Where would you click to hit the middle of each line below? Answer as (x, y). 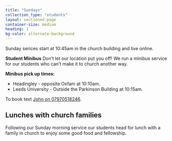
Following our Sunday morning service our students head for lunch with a (83, 127)
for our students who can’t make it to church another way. (66, 64)
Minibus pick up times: (30, 74)
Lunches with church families (53, 115)
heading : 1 (17, 29)
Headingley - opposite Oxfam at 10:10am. (56, 84)
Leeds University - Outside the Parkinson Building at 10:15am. (78, 89)
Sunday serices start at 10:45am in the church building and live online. (80, 48)
